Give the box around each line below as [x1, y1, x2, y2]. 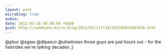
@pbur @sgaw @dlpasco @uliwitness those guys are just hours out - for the [5, 39, 162, 45]
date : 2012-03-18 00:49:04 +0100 [5, 21, 74, 26]
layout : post [5, 7, 32, 12]
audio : [5, 16, 19, 21]
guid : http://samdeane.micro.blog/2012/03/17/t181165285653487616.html [5, 26, 156, 30]
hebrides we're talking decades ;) [5, 44, 74, 50]
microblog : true [5, 12, 39, 17]
